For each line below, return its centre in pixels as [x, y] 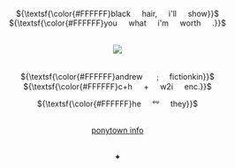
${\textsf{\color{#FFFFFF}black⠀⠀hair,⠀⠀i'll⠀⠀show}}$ [117, 14]
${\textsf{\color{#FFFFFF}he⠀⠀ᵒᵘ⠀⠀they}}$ [117, 103]
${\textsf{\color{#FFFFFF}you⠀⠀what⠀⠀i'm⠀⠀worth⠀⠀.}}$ [117, 23]
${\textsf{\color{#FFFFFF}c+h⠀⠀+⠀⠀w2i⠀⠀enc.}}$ [117, 87]
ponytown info [117, 130]
